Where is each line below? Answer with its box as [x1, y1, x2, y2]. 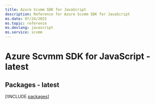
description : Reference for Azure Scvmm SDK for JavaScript [5, 12, 131, 17]
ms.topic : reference [5, 21, 47, 26]
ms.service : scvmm [5, 30, 43, 35]
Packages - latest [5, 81, 60, 89]
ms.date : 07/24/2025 [5, 16, 47, 21]
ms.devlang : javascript [5, 25, 54, 30]
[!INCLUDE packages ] [5, 94, 49, 99]
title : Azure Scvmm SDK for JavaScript [5, 7, 87, 12]
